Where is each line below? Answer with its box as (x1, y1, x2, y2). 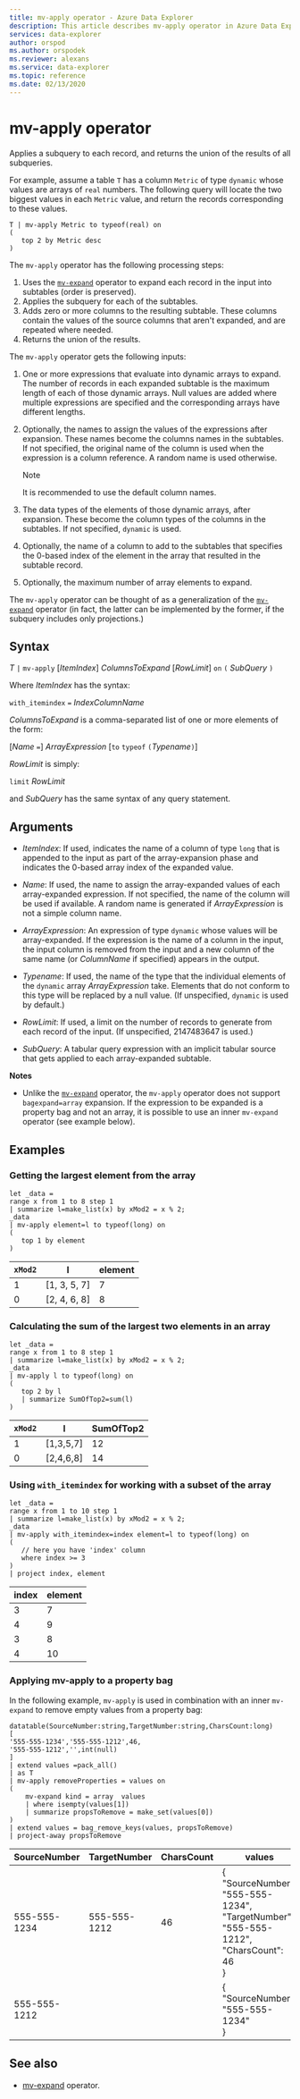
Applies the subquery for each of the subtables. (21, 296, 198, 307)
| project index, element (9, 1570, 105, 1579)
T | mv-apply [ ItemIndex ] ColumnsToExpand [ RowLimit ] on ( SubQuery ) (9, 662, 274, 673)
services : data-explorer (9, 30, 102, 38)
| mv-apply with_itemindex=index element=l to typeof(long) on (9, 1530, 250, 1539)
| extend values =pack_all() (9, 1760, 118, 1770)
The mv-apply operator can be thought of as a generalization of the (9, 594, 255, 604)
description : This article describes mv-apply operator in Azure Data (9, 21, 278, 30)
